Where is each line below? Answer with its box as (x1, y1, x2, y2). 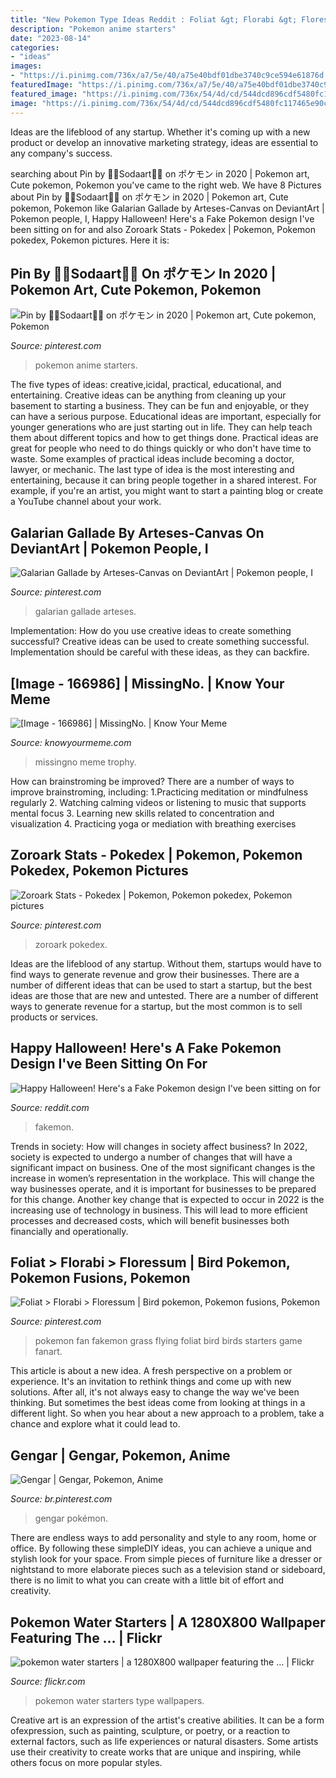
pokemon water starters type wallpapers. (34, 1695, 205, 1706)
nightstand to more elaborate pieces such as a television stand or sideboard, (10, 1564, 326, 1576)
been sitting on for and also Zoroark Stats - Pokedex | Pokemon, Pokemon (10, 223, 317, 235)
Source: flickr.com (10, 1676, 86, 1687)
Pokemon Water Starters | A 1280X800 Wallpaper (10, 1614, 326, 1631)
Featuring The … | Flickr (10, 1629, 163, 1646)
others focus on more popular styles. (10, 1757, 163, 1768)
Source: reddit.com (10, 1101, 90, 1113)
